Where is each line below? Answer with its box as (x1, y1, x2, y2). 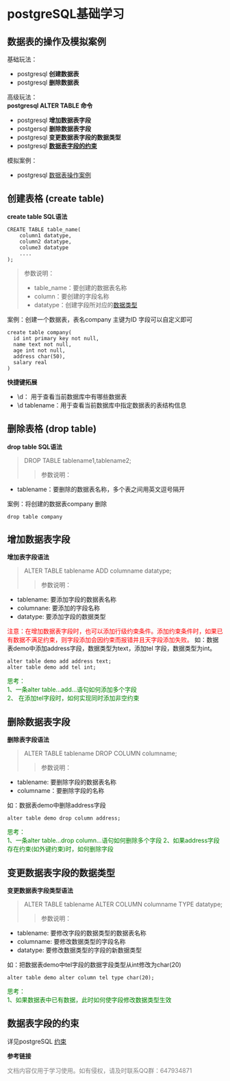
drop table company (7, 513, 63, 520)
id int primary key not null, (13, 335, 99, 342)
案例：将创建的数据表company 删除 (7, 499, 107, 508)
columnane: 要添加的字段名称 (16, 604, 101, 613)
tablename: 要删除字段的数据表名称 (16, 778, 116, 786)
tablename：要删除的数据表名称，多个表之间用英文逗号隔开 (16, 485, 185, 493)
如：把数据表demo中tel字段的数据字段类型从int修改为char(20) (7, 961, 181, 969)
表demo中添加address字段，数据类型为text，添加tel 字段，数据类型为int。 (7, 644, 216, 652)
